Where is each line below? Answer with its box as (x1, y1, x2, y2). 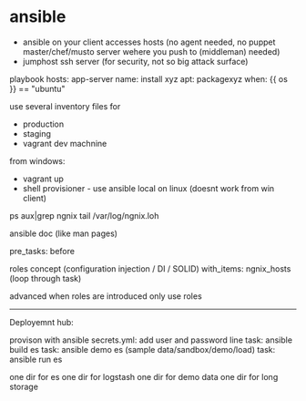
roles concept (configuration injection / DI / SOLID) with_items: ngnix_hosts (9, 262, 291, 274)
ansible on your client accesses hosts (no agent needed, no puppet (22, 36, 276, 47)
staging (22, 128, 52, 139)
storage (9, 381, 39, 392)
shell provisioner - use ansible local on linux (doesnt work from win (22, 182, 275, 193)
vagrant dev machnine (22, 138, 107, 149)
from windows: (9, 155, 66, 166)
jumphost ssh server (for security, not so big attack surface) (22, 56, 249, 67)
